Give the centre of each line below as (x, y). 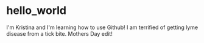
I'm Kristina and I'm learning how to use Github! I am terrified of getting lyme (102, 27)
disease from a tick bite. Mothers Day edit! (59, 33)
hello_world (37, 11)
